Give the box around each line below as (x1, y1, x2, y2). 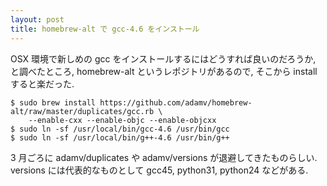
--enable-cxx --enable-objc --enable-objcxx (28, 115, 217, 125)
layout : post (10, 14, 65, 25)
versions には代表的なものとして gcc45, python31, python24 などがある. (10, 164, 309, 176)
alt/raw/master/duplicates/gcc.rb (10, 106, 155, 116)
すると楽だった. (10, 77, 75, 90)
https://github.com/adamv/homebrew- (99, 97, 253, 108)
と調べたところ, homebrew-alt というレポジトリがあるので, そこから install (10, 65, 318, 77)
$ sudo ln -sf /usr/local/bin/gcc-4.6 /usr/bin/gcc (10, 124, 230, 134)
